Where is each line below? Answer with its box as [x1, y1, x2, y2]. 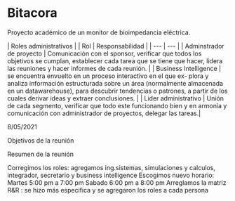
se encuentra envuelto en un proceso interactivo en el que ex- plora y [7, 72, 209, 80]
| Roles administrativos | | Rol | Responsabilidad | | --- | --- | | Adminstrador [7, 41, 224, 50]
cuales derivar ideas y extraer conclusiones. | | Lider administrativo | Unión [7, 93, 224, 103]
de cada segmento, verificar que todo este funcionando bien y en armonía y [7, 101, 227, 110]
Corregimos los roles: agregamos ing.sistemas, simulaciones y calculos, [7, 163, 216, 171]
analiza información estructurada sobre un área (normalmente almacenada [7, 79, 223, 87]
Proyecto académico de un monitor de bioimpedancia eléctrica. [7, 28, 191, 37]
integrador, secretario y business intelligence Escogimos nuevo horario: [7, 171, 215, 179]
